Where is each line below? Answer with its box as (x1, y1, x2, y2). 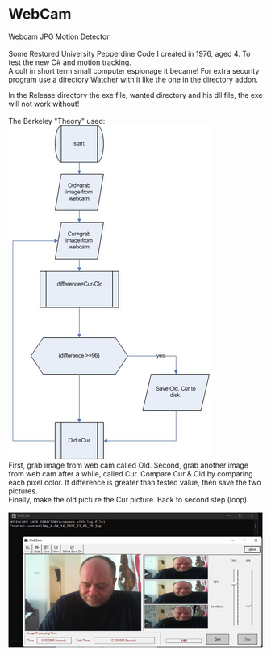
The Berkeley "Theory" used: (8, 116, 106, 125)
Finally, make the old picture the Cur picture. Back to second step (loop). (8, 494, 249, 504)
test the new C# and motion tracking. (8, 57, 131, 67)
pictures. (8, 486, 38, 496)
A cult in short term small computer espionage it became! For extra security (8, 66, 260, 75)
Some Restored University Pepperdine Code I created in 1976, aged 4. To (8, 49, 251, 58)
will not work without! (8, 99, 80, 108)
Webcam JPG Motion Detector (8, 32, 110, 41)
